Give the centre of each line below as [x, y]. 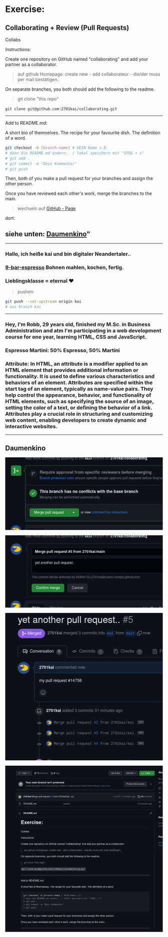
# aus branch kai [23, 307]
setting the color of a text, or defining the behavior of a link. [79, 408]
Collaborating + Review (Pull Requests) [67, 28]
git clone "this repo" [38, 99]
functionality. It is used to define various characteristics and [80, 376]
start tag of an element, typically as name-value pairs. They [79, 389]
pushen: [26, 292]
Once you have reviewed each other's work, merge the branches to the [78, 193]
